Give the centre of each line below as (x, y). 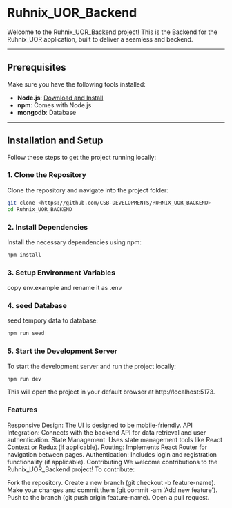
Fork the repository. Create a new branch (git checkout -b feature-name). (112, 482)
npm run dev (24, 379)
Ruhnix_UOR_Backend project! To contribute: (71, 469)
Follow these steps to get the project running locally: (82, 157)
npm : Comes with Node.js (54, 105)
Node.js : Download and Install (60, 98)
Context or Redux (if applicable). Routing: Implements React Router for (107, 447)
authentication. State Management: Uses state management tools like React (115, 439)
